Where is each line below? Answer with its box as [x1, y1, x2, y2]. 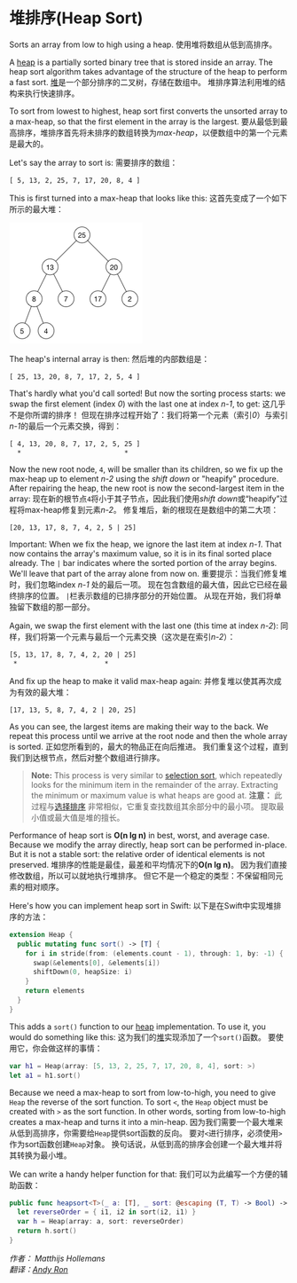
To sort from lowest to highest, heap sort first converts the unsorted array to [9, 106, 288, 116]
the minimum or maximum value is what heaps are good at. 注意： [30, 790, 273, 800]
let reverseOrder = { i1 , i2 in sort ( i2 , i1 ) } [17, 1208, 197, 1216]
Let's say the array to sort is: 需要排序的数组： [9, 157, 178, 168]
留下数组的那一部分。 [16, 601, 95, 612]
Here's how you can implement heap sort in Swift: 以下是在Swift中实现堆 [9, 900, 274, 910]
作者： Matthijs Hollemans [9, 1253, 106, 1263]
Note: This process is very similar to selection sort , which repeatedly [30, 769, 283, 781]
